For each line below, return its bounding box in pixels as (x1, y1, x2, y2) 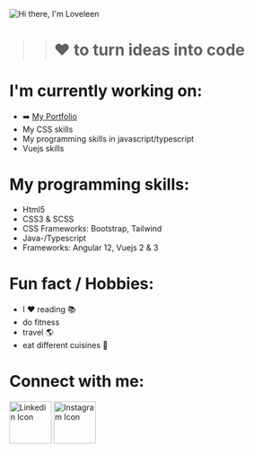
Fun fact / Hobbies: (9, 274, 154, 294)
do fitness (22, 317, 60, 327)
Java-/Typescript (22, 233, 87, 244)
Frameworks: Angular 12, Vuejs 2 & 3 (22, 242, 159, 253)
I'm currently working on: (9, 81, 203, 101)
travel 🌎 (22, 327, 54, 337)
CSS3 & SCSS (22, 213, 74, 224)
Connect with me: (9, 371, 145, 392)
